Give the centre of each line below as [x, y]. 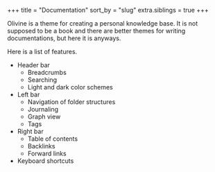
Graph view [44, 117]
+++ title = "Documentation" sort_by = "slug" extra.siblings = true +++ [108, 10]
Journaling [43, 109]
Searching [42, 80]
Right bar [30, 131]
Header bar [34, 65]
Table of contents [53, 139]
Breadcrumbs [47, 72]
